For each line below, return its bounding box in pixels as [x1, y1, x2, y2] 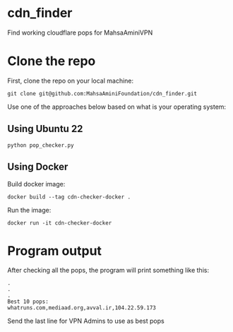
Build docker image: [7, 179, 66, 188]
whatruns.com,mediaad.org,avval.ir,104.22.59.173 [7, 304, 157, 312]
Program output [7, 242, 102, 259]
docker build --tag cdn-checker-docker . [7, 193, 131, 201]
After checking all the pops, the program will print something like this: [7, 266, 210, 275]
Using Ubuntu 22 [7, 123, 83, 135]
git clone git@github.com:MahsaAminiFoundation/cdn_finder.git [7, 90, 198, 97]
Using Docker [7, 161, 68, 173]
